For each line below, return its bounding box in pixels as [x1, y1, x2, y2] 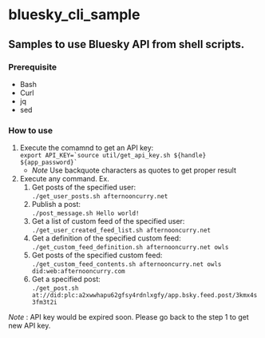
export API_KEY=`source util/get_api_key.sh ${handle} [19, 152, 207, 160]
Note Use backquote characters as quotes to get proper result [31, 165, 237, 175]
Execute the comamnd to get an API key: [19, 143, 154, 153]
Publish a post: [31, 200, 81, 209]
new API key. [8, 321, 51, 331]
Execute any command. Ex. [19, 174, 109, 184]
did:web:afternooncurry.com [31, 268, 125, 276]
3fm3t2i [31, 298, 57, 307]
